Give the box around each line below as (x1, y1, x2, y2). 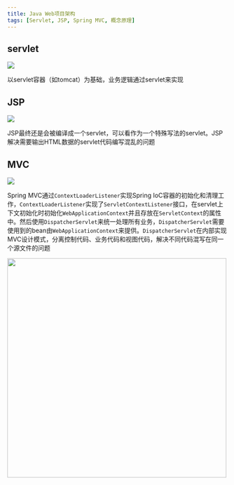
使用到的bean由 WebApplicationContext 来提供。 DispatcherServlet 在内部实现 (7, 226, 228, 234)
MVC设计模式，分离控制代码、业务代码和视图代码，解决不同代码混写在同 (7, 234, 219, 243)
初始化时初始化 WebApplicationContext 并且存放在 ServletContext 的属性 (19, 208, 222, 217)
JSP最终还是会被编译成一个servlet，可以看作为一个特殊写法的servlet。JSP (7, 129, 223, 138)
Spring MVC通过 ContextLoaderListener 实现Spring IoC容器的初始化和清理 (7, 191, 219, 199)
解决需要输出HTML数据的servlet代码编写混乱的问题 (7, 138, 156, 146)
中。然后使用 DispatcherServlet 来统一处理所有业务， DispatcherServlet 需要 (7, 217, 225, 225)
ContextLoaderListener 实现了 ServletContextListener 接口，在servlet (20, 199, 217, 208)
